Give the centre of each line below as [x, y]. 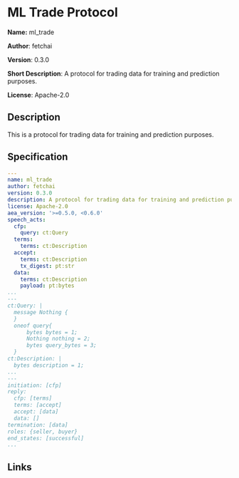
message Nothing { [41, 312]
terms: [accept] [38, 405]
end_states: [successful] [46, 438]
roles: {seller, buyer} [43, 432]
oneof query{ [33, 326]
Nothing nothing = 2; [58, 339]
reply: [17, 392]
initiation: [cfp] [34, 385]
